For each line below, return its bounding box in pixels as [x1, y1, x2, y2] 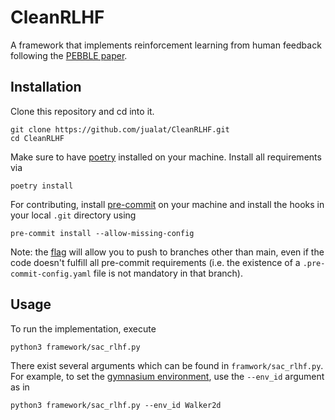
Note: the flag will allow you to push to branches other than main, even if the [10, 246, 325, 258]
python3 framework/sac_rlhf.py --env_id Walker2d [10, 400, 222, 410]
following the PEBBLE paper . [10, 49, 128, 61]
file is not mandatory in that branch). [93, 267, 243, 279]
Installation [10, 79, 82, 96]
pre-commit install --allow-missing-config [10, 228, 195, 238]
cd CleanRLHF [10, 133, 65, 143]
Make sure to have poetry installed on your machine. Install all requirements [10, 151, 322, 163]
